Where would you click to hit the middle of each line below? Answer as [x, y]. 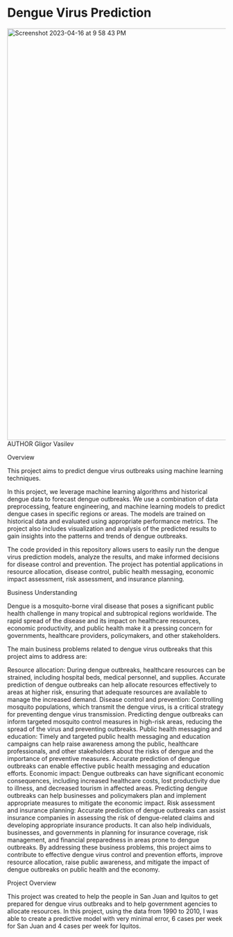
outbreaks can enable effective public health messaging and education [109, 766]
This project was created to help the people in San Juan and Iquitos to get [113, 896]
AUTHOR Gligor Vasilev [41, 444]
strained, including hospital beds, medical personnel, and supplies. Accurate [116, 677]
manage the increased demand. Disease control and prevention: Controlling [115, 699]
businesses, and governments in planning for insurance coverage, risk [107, 832]
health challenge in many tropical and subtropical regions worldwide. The [112, 613]
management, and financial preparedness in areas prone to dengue [103, 840]
